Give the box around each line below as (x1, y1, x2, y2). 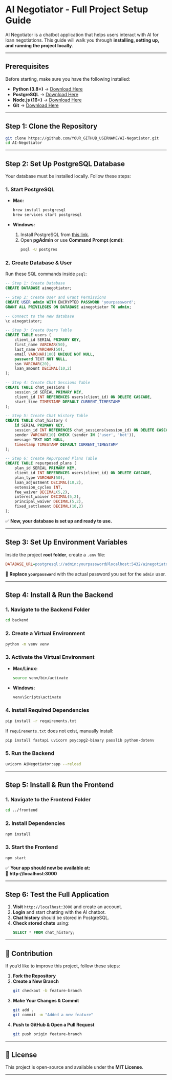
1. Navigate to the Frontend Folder (5, 796, 91, 803)
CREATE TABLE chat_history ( (5, 418, 68, 423)
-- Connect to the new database (5, 314, 74, 319)
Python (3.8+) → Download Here (12, 86, 83, 92)
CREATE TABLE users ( (5, 333, 52, 338)
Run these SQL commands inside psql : (5, 271, 87, 277)
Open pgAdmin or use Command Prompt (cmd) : (20, 237, 124, 243)
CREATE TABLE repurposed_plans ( (5, 461, 77, 466)
